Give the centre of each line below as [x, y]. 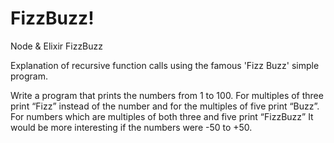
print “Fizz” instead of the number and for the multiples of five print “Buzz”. [165, 106]
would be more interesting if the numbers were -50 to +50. [131, 127]
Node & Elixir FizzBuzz [57, 46]
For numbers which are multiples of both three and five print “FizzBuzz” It [162, 116]
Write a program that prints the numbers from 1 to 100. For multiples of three [167, 95]
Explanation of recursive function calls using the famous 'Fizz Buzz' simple [165, 65]
